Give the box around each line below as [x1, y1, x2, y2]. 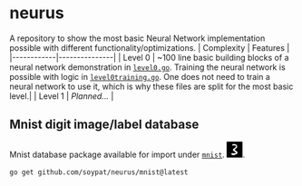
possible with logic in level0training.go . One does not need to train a [9, 71, 270, 82]
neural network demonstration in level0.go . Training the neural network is [9, 62, 286, 73]
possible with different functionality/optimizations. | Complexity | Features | [9, 42, 290, 53]
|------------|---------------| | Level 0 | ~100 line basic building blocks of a [9, 52, 289, 63]
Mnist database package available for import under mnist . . [9, 149, 246, 160]
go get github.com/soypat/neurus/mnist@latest [9, 167, 189, 177]
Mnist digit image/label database [9, 117, 200, 132]
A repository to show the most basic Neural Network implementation [9, 33, 266, 44]
